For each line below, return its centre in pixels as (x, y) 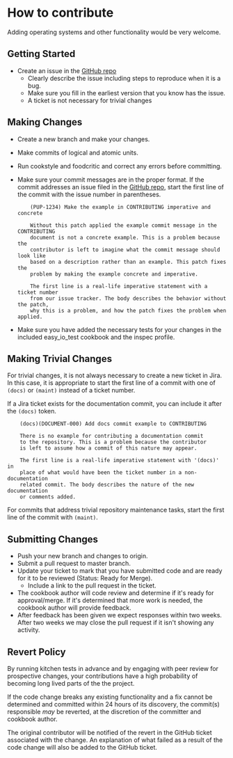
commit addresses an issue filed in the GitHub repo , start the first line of (121, 187)
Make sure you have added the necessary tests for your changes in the (119, 329)
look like (32, 255)
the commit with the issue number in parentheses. (89, 194)
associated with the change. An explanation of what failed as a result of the (115, 740)
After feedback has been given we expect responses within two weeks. (120, 615)
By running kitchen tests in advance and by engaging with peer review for (113, 669)
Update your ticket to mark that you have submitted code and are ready (120, 571)
